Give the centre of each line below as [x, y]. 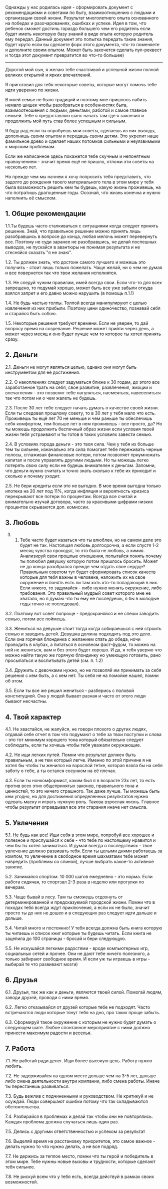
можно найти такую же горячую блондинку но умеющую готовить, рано [83, 655]
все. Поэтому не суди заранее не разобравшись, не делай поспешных [81, 242]
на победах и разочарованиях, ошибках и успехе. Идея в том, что [76, 23]
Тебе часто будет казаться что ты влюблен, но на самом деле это [90, 540]
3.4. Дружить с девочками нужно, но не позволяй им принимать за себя [83, 670]
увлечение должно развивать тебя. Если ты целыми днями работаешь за [84, 851]
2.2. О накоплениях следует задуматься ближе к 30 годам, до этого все [82, 382]
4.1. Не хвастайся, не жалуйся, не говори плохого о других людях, [76, 729]
